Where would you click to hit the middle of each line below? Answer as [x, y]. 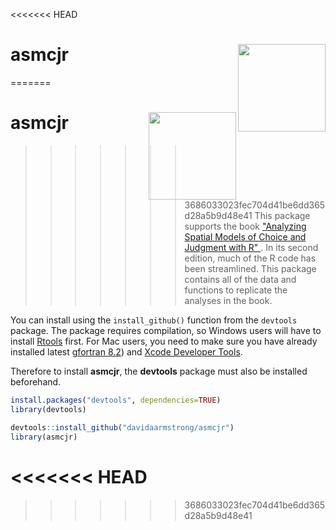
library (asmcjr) [44, 437]
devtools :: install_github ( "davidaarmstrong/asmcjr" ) [122, 427]
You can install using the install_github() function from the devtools [154, 320]
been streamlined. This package [250, 269]
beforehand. [36, 382]
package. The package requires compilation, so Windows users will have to [166, 331]
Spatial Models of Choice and [245, 237]
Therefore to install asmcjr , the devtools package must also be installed [159, 371]
